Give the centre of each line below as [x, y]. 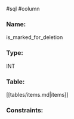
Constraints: [25, 110]
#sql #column [23, 9]
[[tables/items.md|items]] [37, 94]
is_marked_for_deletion [35, 37]
